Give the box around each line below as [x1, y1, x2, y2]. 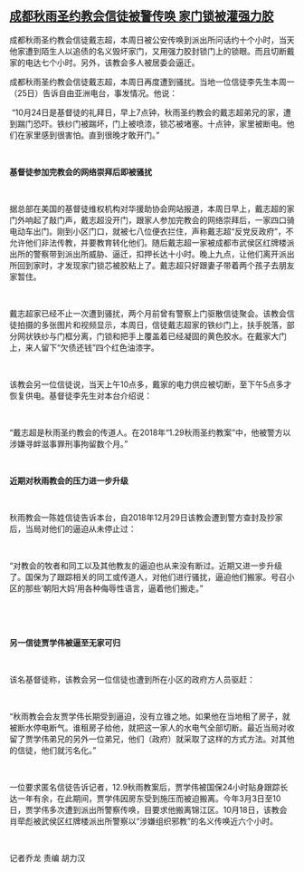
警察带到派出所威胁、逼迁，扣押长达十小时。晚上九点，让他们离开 [33, 248, 279, 259]
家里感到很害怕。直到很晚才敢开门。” [24, 130, 160, 140]
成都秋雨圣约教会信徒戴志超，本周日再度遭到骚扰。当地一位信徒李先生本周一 [9, 76, 295, 87]
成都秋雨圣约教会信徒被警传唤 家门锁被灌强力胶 [9, 8, 274, 24]
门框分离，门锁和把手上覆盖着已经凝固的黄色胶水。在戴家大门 [56, 330, 287, 342]
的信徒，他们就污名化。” [9, 744, 97, 755]
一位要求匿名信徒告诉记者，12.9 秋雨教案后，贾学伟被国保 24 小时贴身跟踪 [9, 781, 280, 792]
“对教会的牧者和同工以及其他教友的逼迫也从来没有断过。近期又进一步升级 [9, 560, 283, 571]
